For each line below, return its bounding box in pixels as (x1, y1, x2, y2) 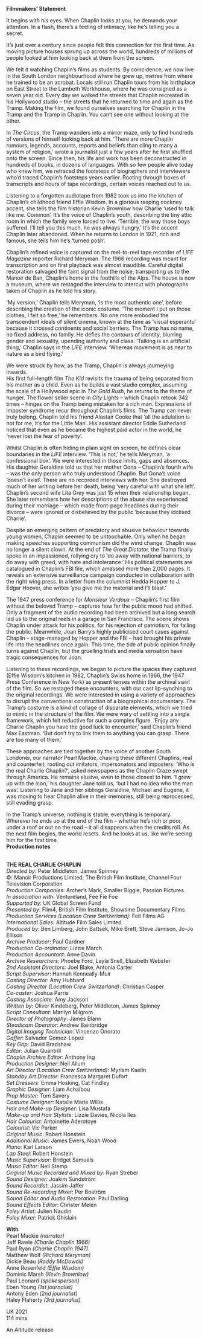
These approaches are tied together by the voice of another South (6, 748, 171, 754)
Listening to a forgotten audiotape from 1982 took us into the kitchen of (6, 192, 183, 199)
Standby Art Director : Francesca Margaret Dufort (6, 1073, 128, 1080)
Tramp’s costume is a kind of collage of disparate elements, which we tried (6, 704, 192, 711)
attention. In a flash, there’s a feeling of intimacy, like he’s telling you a (6, 24, 180, 30)
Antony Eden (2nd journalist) (6, 1290, 78, 1297)
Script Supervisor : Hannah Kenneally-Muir (6, 970, 112, 977)
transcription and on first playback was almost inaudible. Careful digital (6, 262, 183, 268)
